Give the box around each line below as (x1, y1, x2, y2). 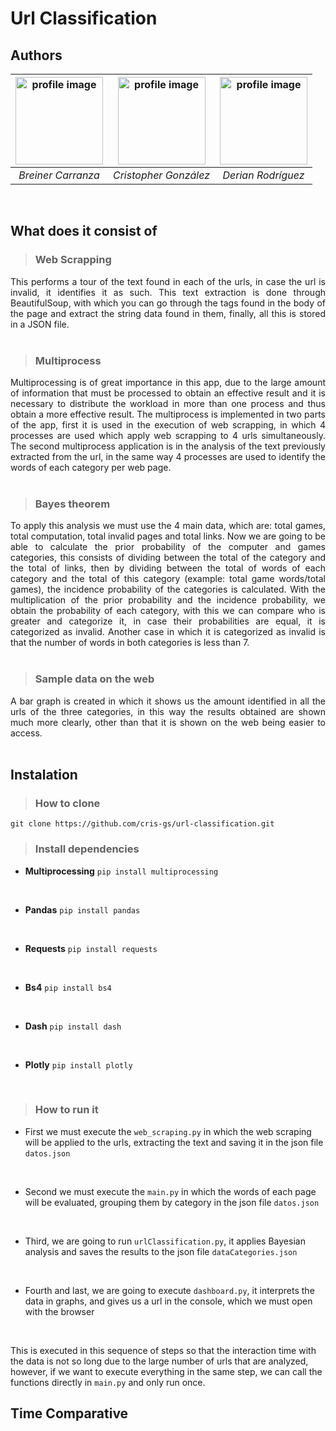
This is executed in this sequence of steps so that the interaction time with (10, 1344, 317, 1356)
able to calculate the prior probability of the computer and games (10, 541, 326, 553)
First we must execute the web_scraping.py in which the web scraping (24, 1125, 312, 1137)
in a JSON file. (10, 318, 70, 330)
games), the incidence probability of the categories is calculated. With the (10, 583, 326, 596)
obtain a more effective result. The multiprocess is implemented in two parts (10, 408, 326, 420)
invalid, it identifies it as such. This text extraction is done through (10, 286, 326, 298)
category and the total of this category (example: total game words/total (10, 573, 326, 585)
